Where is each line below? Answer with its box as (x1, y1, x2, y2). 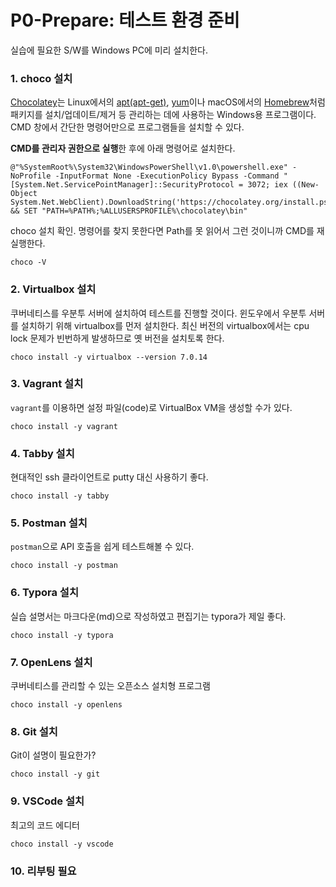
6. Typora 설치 (10, 586, 79, 600)
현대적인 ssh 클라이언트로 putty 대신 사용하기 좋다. (10, 471, 209, 483)
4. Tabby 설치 (10, 446, 75, 460)
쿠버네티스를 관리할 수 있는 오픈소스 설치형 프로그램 (10, 680, 211, 692)
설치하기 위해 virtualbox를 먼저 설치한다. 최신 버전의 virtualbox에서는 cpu (20, 319, 310, 331)
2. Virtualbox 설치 (10, 282, 97, 296)
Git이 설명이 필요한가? (10, 749, 97, 761)
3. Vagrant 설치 (10, 377, 84, 391)
